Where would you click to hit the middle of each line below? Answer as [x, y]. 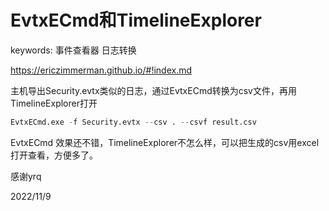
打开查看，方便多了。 [54, 155]
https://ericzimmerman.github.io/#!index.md [101, 70]
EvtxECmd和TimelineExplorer [136, 20]
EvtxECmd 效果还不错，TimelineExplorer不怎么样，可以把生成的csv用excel [165, 142]
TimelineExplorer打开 [54, 103]
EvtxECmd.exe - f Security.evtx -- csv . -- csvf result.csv [133, 122]
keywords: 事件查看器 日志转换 [73, 50]
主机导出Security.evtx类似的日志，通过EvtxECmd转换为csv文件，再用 [153, 90]
